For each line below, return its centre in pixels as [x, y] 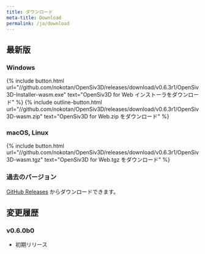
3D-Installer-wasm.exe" [36, 95]
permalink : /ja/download [38, 23]
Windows [21, 67]
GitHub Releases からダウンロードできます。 [63, 192]
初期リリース [31, 245]
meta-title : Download [34, 18]
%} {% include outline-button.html [59, 102]
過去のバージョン [32, 177]
